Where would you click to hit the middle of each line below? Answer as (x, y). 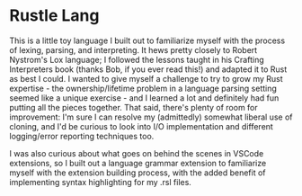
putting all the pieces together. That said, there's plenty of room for (133, 107)
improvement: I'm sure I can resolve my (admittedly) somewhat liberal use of (151, 117)
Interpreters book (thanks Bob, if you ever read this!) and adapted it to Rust (148, 69)
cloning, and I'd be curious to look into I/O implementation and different (142, 126)
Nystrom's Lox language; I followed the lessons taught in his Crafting (137, 59)
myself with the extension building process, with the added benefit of (138, 173)
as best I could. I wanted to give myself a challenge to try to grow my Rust (146, 78)
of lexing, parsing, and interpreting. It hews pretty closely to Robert (133, 49)
